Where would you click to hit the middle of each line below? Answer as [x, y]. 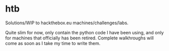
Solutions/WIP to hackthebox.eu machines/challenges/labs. [67, 23]
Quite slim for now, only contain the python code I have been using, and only [84, 32]
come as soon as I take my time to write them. [53, 43]
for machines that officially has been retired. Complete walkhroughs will [79, 38]
